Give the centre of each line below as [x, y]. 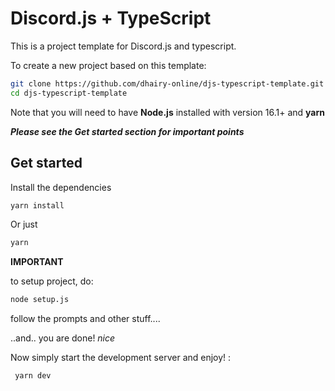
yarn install [37, 205]
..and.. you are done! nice [63, 338]
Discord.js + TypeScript [111, 18]
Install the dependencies [61, 187]
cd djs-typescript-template [69, 93]
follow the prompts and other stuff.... [85, 319]
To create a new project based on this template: [108, 65]
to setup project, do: [52, 281]
